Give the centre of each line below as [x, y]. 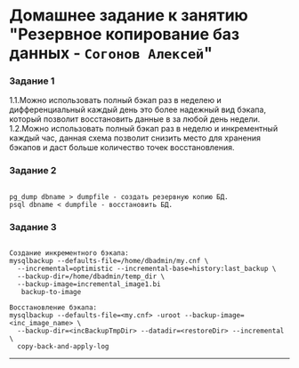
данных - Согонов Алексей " [111, 53]
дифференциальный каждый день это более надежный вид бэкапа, [138, 110]
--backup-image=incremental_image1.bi [89, 284]
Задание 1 [32, 81]
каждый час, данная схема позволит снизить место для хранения [135, 138]
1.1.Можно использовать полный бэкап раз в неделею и [116, 100]
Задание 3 [33, 227]
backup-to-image [51, 292]
